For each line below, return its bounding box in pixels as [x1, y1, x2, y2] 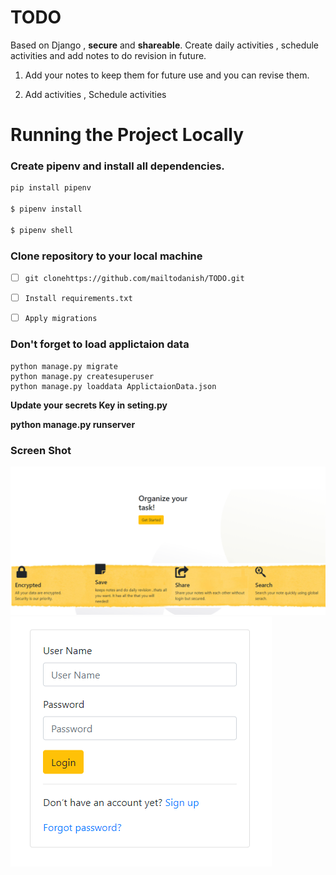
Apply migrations [24, 314, 98, 324]
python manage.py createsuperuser [10, 371, 155, 381]
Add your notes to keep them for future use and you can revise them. [24, 69, 310, 81]
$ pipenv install [10, 204, 83, 215]
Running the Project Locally [10, 124, 245, 146]
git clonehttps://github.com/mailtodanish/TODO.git [24, 274, 245, 284]
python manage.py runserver [10, 418, 136, 430]
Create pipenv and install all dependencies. [10, 159, 225, 173]
